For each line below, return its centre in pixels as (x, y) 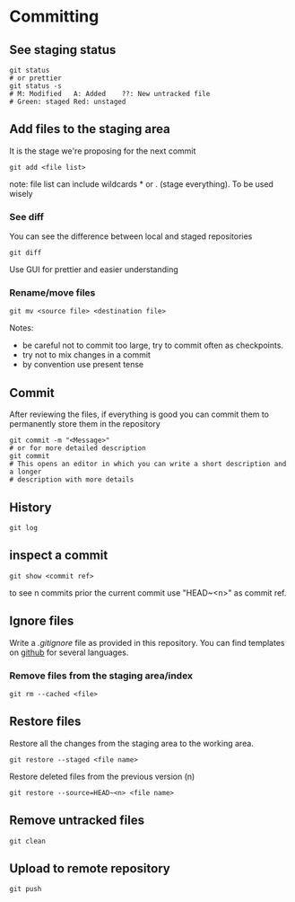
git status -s (36, 86)
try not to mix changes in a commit (86, 355)
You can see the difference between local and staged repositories (131, 236)
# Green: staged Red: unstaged (68, 102)
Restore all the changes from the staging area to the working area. (131, 743)
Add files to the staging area (90, 129)
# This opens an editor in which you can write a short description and (148, 464)
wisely (21, 193)
